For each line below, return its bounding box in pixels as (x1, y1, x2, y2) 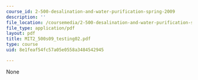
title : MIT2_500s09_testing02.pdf (6, 36, 91, 42)
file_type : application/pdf (6, 25, 75, 31)
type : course (6, 42, 38, 48)
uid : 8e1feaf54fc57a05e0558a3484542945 (6, 47, 104, 53)
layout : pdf (6, 31, 35, 36)
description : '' (6, 14, 46, 20)
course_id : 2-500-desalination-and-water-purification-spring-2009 (6, 8, 176, 15)
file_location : (6, 19, 44, 25)
